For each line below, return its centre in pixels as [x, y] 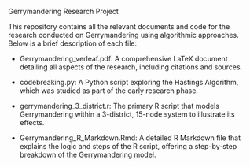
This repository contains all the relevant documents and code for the [119, 26]
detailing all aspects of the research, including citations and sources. [131, 67]
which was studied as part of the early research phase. [109, 91]
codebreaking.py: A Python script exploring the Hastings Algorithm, [129, 82]
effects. [32, 122]
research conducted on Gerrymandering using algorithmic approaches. [124, 35]
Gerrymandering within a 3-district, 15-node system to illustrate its [127, 114]
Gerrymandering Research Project [64, 11]
